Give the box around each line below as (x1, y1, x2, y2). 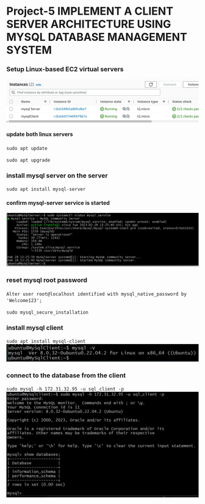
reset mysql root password (6, 276, 87, 284)
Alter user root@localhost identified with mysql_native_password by (6, 291, 187, 297)
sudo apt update (6, 145, 48, 151)
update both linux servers (6, 131, 73, 138)
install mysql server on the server (6, 171, 108, 179)
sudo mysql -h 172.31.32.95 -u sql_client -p (6, 386, 124, 392)
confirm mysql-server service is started (6, 199, 110, 206)
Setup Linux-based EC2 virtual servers (6, 65, 124, 74)
